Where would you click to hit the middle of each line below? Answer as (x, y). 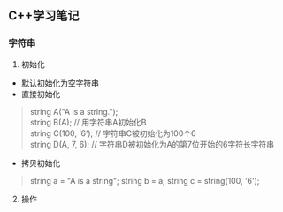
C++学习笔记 (44, 16)
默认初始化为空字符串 (60, 83)
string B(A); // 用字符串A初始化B (88, 122)
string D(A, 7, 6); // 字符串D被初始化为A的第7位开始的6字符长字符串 (152, 144)
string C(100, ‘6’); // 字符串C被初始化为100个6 (113, 133)
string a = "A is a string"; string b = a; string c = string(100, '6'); (145, 180)
